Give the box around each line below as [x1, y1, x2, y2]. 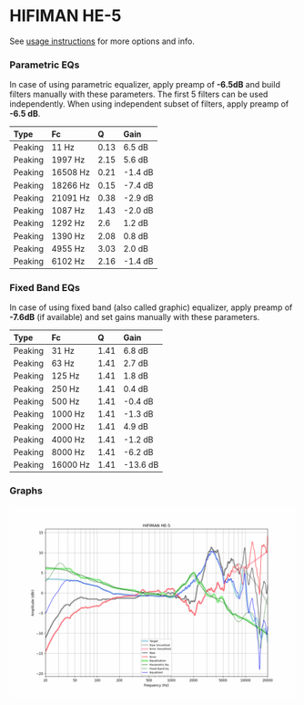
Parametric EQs [9, 58, 80, 71]
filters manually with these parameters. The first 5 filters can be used [9, 88, 269, 100]
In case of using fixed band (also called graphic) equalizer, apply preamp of [9, 302, 293, 313]
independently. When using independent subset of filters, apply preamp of [9, 98, 289, 109]
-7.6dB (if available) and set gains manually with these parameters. [9, 312, 260, 323]
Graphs [9, 484, 43, 497]
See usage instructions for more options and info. [9, 36, 196, 47]
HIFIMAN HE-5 [9, 5, 122, 26]
